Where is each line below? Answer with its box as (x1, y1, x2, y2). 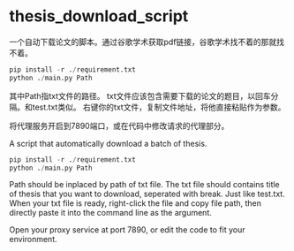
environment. (9, 234, 57, 245)
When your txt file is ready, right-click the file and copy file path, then (9, 198, 262, 209)
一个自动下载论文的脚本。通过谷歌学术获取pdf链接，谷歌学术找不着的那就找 (9, 36, 285, 47)
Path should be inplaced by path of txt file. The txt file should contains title (9, 179, 280, 190)
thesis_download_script (9, 6, 189, 27)
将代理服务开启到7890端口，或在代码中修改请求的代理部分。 (9, 120, 230, 131)
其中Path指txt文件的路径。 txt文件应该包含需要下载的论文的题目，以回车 (9, 90, 271, 101)
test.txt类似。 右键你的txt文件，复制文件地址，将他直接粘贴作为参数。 (32, 102, 286, 112)
